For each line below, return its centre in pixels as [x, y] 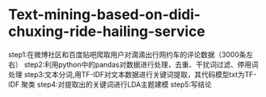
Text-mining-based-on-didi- [104, 15]
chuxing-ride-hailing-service [107, 31]
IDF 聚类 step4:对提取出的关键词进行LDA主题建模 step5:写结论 [110, 84]
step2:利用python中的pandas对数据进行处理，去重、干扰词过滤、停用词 [141, 64]
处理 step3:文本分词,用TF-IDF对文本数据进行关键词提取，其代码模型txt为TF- [132, 74]
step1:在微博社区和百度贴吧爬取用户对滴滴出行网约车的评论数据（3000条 [127, 54]
